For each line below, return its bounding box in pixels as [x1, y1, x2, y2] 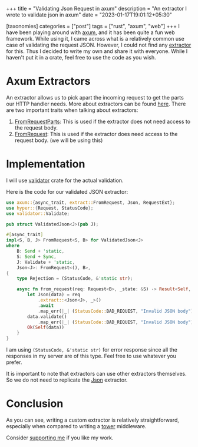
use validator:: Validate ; [6, 210, 70, 217]
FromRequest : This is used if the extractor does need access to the [14, 130, 178, 137]
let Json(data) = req [27, 292, 81, 298]
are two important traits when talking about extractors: [6, 106, 138, 114]
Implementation [6, 157, 85, 171]
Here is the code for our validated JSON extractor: [6, 188, 128, 195]
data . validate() [27, 313, 67, 320]
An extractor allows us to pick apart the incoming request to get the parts [6, 94, 184, 101]
